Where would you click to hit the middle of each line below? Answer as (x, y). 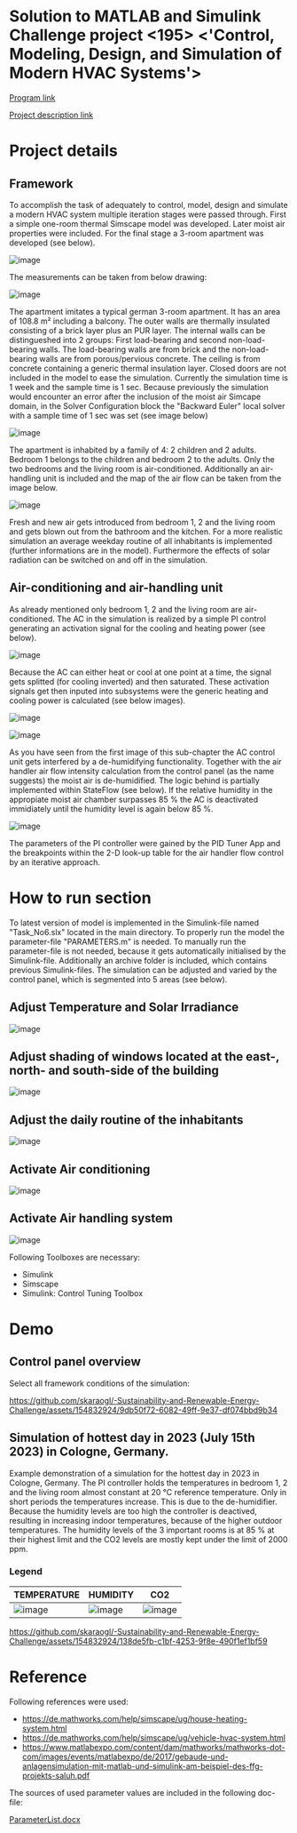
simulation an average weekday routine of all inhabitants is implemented (141, 540)
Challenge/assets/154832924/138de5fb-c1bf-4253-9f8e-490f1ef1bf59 (138, 1641)
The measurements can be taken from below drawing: (108, 276)
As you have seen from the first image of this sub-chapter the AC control (142, 752)
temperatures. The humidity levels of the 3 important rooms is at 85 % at (142, 1530)
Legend (26, 1572)
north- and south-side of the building (114, 1070)
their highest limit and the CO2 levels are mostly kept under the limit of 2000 (148, 1539)
